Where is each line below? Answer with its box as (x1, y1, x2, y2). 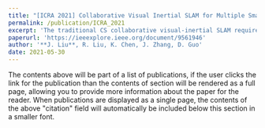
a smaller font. (8, 112, 55, 121)
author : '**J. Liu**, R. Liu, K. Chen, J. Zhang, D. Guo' (8, 41, 203, 49)
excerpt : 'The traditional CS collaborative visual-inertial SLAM (8, 26, 231, 34)
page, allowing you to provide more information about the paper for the (8, 87, 239, 96)
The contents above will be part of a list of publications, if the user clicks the (8, 70, 256, 79)
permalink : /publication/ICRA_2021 (8, 19, 125, 27)
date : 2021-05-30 (8, 48, 65, 56)
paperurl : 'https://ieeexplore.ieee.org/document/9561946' (8, 33, 207, 42)
